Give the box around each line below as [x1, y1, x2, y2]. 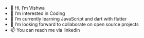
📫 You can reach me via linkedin [10, 27, 80, 33]
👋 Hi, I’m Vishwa [10, 5, 45, 11]
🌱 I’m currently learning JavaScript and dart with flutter [10, 16, 127, 22]
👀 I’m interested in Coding [10, 10, 65, 16]
